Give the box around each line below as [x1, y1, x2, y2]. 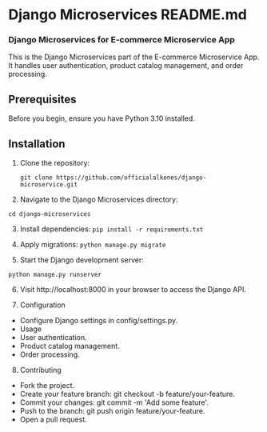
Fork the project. [19, 381, 75, 390]
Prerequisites [8, 92, 77, 106]
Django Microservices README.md [8, 6, 248, 24]
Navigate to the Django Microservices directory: [19, 194, 178, 205]
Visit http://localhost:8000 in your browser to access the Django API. [19, 285, 246, 294]
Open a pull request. [19, 414, 88, 425]
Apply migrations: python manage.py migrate [19, 240, 166, 250]
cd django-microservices [8, 210, 91, 218]
